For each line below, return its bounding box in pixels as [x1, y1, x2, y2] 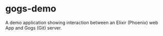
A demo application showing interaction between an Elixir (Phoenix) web [5, 19, 158, 25]
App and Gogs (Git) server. [5, 24, 62, 30]
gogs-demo [5, 3, 56, 14]
